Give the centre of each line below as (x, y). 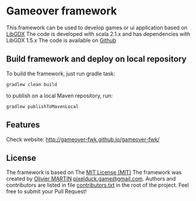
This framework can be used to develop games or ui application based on (97, 28)
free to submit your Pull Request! (47, 191)
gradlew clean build (32, 84)
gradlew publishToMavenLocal (42, 106)
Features (23, 125)
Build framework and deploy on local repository (97, 59)
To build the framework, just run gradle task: (61, 74)
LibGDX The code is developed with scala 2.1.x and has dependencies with (98, 33)
